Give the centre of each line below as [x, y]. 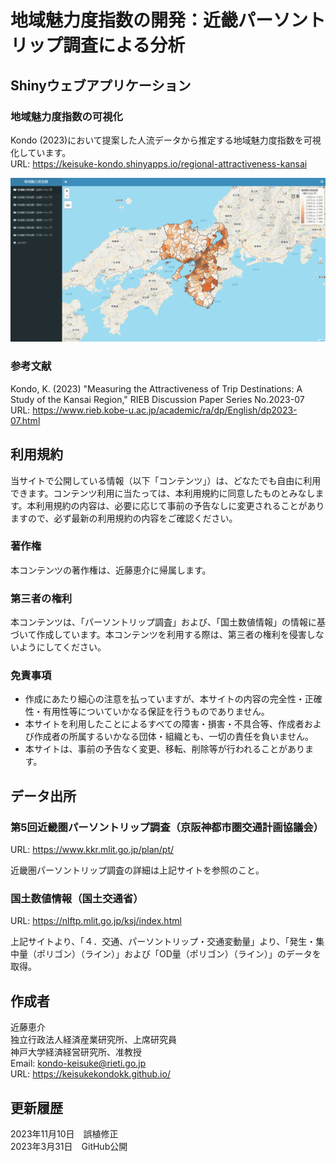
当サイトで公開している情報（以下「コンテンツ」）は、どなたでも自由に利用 [166, 480]
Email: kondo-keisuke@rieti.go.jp [78, 1063]
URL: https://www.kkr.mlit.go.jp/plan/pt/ [92, 850]
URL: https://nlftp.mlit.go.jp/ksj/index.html [96, 921]
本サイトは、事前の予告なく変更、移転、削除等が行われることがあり [165, 749]
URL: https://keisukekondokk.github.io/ [90, 1074]
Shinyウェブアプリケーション [101, 85]
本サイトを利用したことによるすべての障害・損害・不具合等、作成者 [164, 724]
